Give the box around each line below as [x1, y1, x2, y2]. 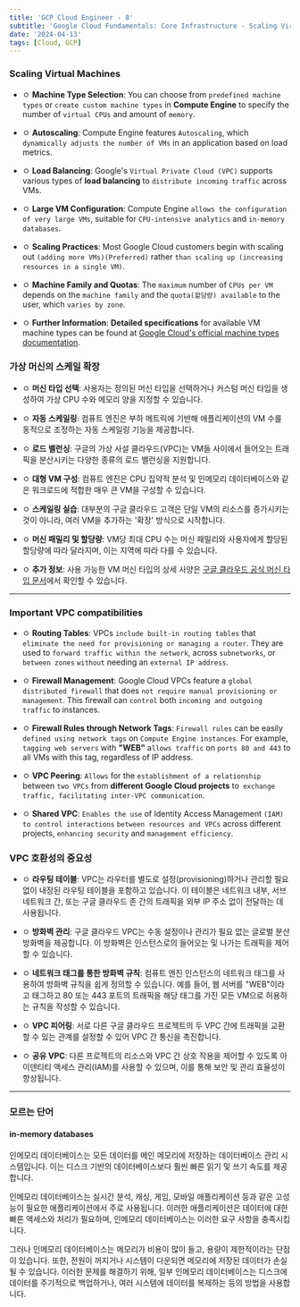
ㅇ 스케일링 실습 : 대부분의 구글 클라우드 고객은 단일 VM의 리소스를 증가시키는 [21, 503, 290, 514]
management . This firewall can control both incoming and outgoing [21, 695, 263, 706]
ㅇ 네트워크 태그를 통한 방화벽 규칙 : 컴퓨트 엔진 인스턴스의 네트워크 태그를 [21, 968, 276, 979]
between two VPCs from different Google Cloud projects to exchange [21, 780, 275, 792]
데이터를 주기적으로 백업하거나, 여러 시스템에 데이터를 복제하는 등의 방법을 [9, 1277, 267, 1288]
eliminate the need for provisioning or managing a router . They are [21, 638, 284, 649]
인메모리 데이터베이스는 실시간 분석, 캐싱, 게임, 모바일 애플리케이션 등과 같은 [9, 1191, 274, 1201]
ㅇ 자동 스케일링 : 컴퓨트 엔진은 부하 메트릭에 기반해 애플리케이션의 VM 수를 [21, 412, 283, 423]
